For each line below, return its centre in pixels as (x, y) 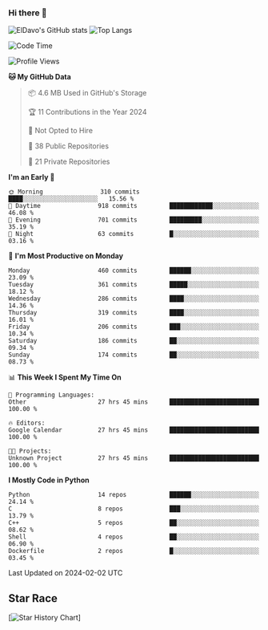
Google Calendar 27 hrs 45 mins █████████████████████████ (134, 430)
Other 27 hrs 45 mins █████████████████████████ (134, 402)
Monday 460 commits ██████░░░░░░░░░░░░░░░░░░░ (134, 271)
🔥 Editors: (27, 423)
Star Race (33, 598)
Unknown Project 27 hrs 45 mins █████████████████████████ (134, 458)
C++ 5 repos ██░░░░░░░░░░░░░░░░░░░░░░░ (134, 523)
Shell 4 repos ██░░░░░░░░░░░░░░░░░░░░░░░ (134, 537)
